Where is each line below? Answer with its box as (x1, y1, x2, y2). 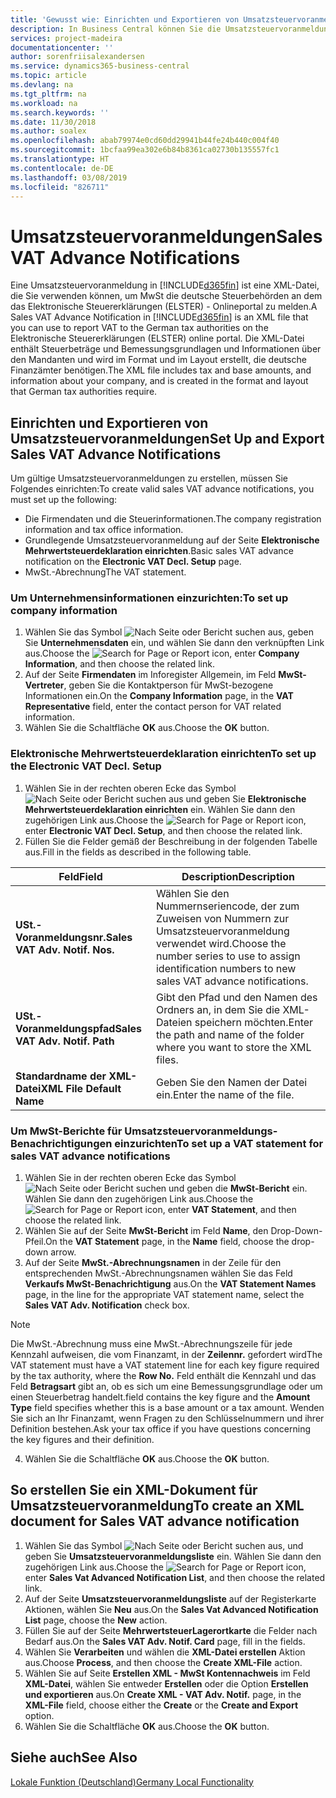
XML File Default (40, 1081, 122, 1095)
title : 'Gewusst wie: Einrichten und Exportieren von (10, 14, 240, 25)
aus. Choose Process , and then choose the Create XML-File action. (24, 1656, 303, 1668)
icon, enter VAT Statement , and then (144, 1204, 297, 1216)
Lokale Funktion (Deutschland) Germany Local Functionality (10, 1776, 254, 1788)
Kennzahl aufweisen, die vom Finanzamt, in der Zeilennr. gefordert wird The (10, 1349, 323, 1361)
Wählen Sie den (155, 886, 230, 900)
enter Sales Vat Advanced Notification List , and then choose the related (24, 1571, 326, 1583)
